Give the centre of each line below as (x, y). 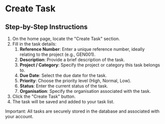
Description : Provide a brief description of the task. (72, 60)
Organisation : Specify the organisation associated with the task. (85, 91)
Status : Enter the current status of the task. (64, 86)
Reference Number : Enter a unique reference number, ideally (82, 49)
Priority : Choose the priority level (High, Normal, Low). (75, 81)
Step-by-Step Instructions (46, 27)
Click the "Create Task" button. (44, 96)
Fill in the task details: (34, 44)
